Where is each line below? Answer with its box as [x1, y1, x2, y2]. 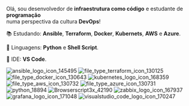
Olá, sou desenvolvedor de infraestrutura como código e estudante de [6, 5, 184, 12]
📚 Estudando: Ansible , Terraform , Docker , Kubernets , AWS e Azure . [6, 30, 181, 37]
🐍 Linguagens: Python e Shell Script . [6, 44, 99, 51]
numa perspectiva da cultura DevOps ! [6, 18, 101, 25]
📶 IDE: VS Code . [6, 55, 47, 63]
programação [6, 11, 41, 19]
